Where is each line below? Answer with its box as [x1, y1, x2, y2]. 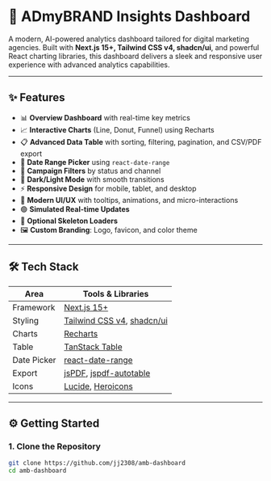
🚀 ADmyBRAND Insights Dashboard [8, 7, 251, 26]
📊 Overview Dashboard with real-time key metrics [19, 112, 191, 122]
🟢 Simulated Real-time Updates [19, 204, 131, 213]
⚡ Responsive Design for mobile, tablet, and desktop [19, 184, 197, 193]
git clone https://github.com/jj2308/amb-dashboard [8, 459, 186, 467]
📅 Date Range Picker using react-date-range [19, 157, 170, 167]
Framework [12, 302, 56, 313]
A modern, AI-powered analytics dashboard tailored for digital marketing [8, 34, 250, 44]
